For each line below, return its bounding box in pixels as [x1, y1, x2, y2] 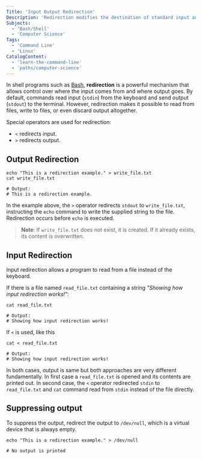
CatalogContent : [6, 54, 47, 60]
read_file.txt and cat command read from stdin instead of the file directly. [6, 386, 195, 393]
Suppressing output [6, 403, 83, 413]
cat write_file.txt [6, 175, 55, 181]
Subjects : [6, 20, 31, 26]
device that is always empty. [6, 425, 77, 432]
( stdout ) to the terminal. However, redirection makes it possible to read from [6, 101, 195, 108]
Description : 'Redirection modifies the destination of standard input [6, 14, 189, 20]
